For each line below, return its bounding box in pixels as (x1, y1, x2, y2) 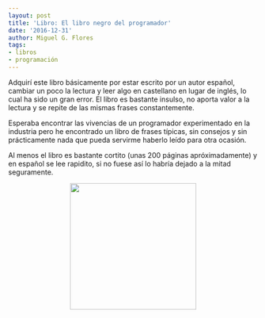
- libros (8, 48, 37, 56)
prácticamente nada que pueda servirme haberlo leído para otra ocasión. (8, 135, 247, 144)
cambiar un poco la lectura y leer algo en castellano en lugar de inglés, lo (8, 86, 247, 95)
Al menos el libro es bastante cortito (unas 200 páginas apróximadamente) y (8, 150, 258, 159)
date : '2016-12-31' (8, 26, 73, 34)
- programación (8, 56, 59, 64)
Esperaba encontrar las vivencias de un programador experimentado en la (8, 118, 251, 128)
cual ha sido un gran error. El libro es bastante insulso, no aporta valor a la (8, 94, 250, 104)
